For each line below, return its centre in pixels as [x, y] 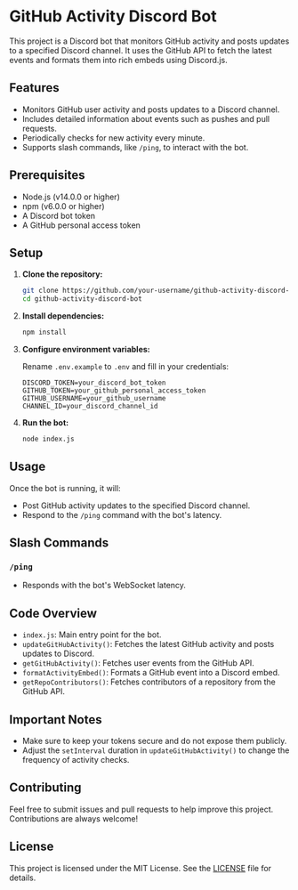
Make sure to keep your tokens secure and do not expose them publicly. [154, 741]
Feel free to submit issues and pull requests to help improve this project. [141, 809]
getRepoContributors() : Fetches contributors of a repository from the [149, 682]
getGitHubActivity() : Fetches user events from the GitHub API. [138, 663]
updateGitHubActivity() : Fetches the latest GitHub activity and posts [148, 644]
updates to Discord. [58, 654]
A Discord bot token [59, 215]
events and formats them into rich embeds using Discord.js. [119, 60]
